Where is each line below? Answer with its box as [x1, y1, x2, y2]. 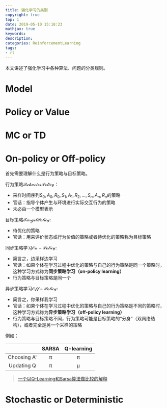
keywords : [5, 31, 26, 36]
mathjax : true [5, 27, 36, 32]
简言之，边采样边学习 [12, 256, 58, 262]
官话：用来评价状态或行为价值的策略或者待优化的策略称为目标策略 [12, 234, 151, 240]
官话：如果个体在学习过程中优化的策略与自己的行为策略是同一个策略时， [12, 262, 164, 268]
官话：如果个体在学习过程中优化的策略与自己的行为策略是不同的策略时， [12, 302, 164, 309]
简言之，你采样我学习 [12, 296, 58, 302]
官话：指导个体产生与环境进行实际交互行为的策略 [12, 199, 116, 206]
